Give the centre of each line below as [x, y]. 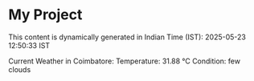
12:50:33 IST [29, 45]
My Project [45, 15]
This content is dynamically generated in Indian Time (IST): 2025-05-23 [127, 37]
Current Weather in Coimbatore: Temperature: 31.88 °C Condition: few [125, 61]
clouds [20, 69]
